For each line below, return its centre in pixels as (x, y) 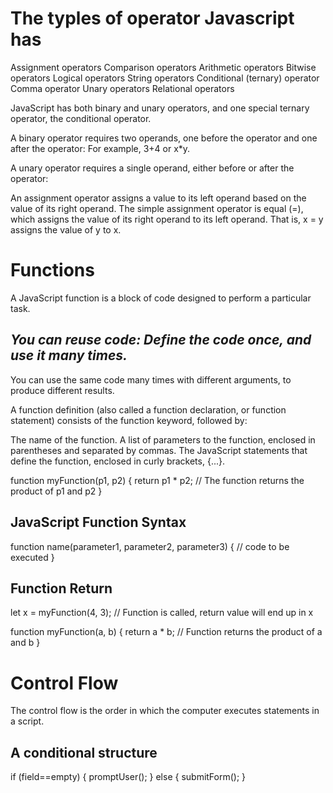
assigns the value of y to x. (66, 229)
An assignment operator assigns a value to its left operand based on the (158, 198)
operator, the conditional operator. (81, 118)
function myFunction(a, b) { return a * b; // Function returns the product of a (166, 632)
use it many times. (69, 355)
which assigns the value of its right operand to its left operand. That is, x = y (167, 219)
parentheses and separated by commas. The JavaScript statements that (159, 450)
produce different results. (62, 390)
